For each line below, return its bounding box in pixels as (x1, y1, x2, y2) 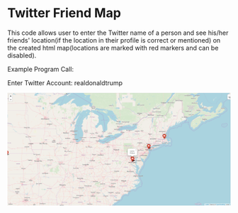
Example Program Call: (7, 65, 74, 73)
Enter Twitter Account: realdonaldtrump (7, 78, 123, 87)
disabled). (7, 51, 37, 60)
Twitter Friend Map (7, 5, 122, 21)
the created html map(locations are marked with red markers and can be (7, 43, 219, 52)
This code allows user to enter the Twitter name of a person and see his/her (7, 28, 229, 37)
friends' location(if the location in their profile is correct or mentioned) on (7, 35, 221, 44)
